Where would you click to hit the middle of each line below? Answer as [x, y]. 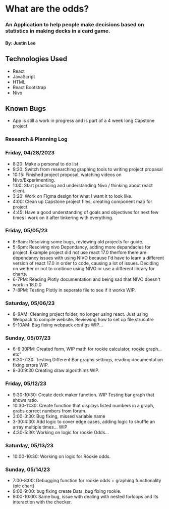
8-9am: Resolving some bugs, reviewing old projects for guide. [78, 241]
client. [19, 191]
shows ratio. [25, 400]
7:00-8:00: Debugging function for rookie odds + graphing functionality [87, 481]
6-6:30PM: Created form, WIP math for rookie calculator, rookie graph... [87, 349]
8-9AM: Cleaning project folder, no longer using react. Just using [80, 314]
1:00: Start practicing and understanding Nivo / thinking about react [82, 185]
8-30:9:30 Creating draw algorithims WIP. [56, 370]
